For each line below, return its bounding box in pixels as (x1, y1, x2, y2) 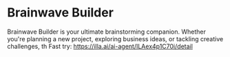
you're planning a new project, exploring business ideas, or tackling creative (7, 34, 224, 43)
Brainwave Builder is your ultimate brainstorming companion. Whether (7, 27, 207, 36)
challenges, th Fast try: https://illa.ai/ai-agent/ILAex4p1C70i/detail (7, 42, 193, 50)
